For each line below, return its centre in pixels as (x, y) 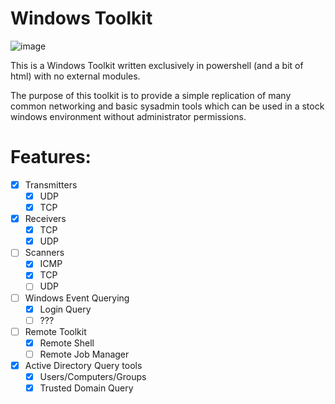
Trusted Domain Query (86, 388)
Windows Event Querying (77, 298)
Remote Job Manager (84, 354)
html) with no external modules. (75, 76)
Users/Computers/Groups (93, 376)
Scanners (44, 253)
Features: (51, 157)
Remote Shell (67, 343)
